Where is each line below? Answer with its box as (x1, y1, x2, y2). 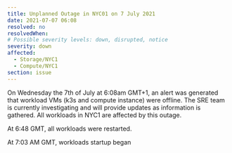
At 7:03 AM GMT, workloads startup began (7, 138, 131, 146)
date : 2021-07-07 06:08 (7, 17, 77, 24)
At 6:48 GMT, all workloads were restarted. (7, 124, 132, 133)
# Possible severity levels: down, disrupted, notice (7, 36, 169, 44)
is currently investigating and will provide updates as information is (7, 103, 201, 112)
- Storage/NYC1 (13, 56, 58, 63)
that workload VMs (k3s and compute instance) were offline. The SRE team (7, 95, 225, 104)
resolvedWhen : (7, 29, 49, 37)
